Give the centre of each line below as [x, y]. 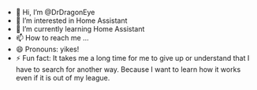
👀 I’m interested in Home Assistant [71, 21]
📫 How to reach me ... [52, 38]
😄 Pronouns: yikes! [47, 49]
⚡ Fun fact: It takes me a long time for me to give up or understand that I [132, 58]
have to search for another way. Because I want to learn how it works [128, 69]
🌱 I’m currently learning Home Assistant [80, 29]
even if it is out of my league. [63, 78]
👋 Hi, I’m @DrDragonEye [55, 12]
